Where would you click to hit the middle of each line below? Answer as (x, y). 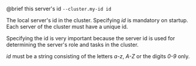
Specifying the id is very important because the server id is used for (91, 38)
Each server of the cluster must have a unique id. (67, 27)
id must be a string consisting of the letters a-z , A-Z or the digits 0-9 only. (98, 56)
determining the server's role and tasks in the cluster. (72, 45)
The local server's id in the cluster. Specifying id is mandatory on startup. (97, 20)
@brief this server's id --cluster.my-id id (59, 9)
